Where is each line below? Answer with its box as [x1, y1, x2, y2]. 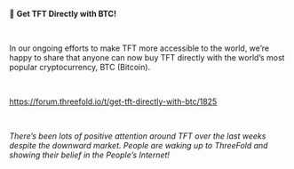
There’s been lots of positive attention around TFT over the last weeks [9, 131, 266, 141]
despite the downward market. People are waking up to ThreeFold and [9, 141, 268, 150]
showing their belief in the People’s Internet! [9, 149, 171, 160]
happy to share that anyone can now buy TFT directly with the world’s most [9, 52, 285, 62]
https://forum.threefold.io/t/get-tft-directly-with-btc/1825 [9, 96, 218, 107]
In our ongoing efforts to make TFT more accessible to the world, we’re [9, 43, 269, 53]
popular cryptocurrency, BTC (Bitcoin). [9, 62, 151, 72]
